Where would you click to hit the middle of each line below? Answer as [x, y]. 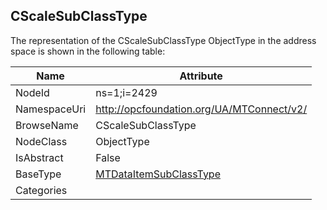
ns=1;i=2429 [126, 92]
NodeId [32, 92]
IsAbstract [39, 157]
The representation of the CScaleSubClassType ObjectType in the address [163, 40]
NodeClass [41, 141]
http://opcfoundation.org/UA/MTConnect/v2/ [201, 109]
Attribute [201, 76]
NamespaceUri [51, 109]
